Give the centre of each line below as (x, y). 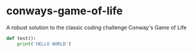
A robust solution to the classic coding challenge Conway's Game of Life (96, 27)
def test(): (21, 38)
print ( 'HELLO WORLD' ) (44, 44)
